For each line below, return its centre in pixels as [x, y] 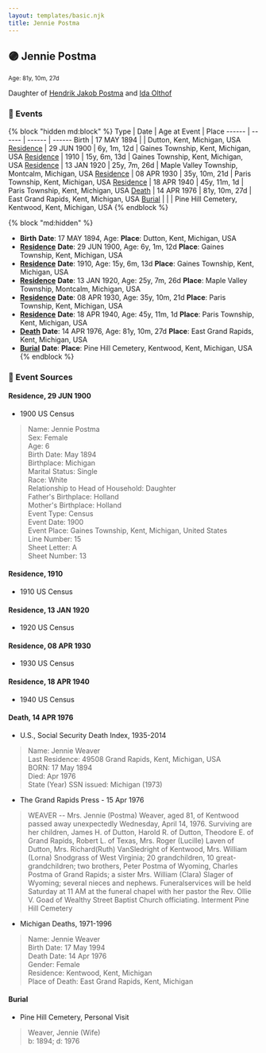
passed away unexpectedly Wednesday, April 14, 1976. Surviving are [140, 823]
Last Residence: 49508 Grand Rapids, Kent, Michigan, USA [124, 759]
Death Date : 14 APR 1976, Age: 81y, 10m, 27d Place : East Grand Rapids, [137, 331]
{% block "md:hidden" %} [51, 223]
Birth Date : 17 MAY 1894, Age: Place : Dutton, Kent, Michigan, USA [128, 238]
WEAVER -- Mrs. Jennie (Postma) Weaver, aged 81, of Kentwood [133, 815]
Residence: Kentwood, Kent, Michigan [90, 973]
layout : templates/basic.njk [56, 16]
